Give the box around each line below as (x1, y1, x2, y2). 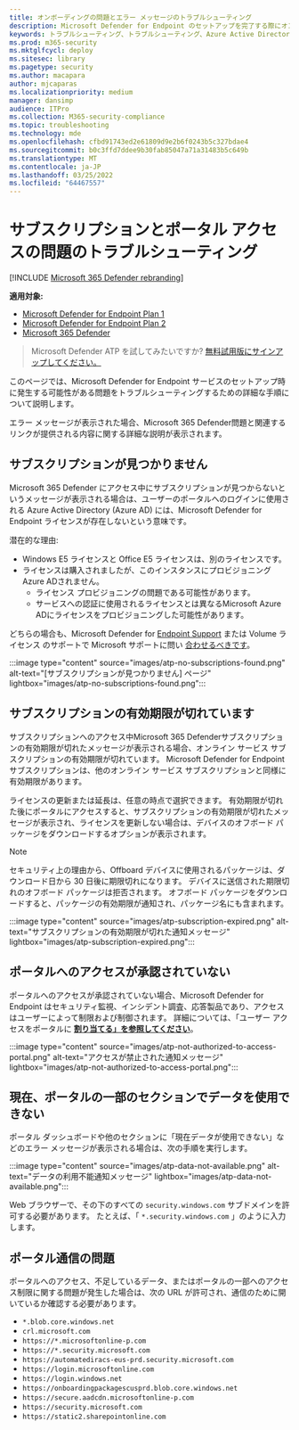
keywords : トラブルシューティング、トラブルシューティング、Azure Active (9, 29, 255, 38)
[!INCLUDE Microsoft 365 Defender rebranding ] (9, 273, 184, 284)
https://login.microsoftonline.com (21, 1365, 155, 1374)
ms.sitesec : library (9, 54, 86, 63)
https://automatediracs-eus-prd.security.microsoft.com (21, 1356, 234, 1365)
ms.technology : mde (9, 129, 82, 138)
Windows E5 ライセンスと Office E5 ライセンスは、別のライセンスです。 (21, 554, 287, 564)
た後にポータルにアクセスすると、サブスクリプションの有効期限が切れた (9, 806, 274, 817)
